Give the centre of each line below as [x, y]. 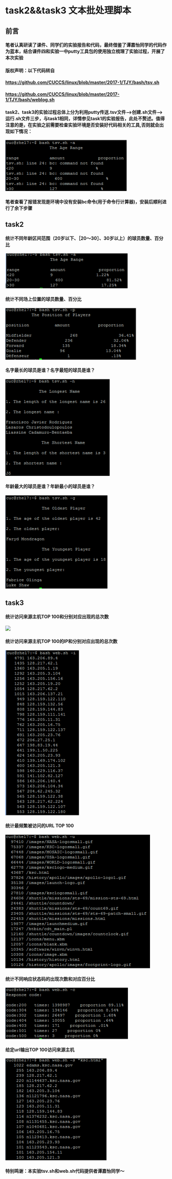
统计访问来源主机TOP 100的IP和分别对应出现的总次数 [61, 641]
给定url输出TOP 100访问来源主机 [40, 1049]
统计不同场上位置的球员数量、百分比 [44, 299]
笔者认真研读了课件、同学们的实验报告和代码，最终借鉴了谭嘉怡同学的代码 [84, 45]
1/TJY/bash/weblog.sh [30, 99]
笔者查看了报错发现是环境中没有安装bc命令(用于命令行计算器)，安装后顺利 [84, 202]
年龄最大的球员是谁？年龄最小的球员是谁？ [50, 487]
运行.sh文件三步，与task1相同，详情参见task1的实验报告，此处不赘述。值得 [85, 118]
